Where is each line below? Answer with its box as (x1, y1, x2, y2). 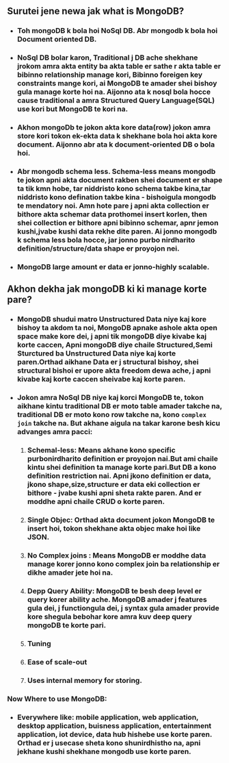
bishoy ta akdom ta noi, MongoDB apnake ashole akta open (16, 323, 217, 333)
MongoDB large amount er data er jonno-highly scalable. (16, 262, 210, 271)
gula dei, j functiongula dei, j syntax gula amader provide (27, 603, 220, 612)
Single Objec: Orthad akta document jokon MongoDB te (27, 515, 215, 525)
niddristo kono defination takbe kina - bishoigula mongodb (16, 192, 217, 202)
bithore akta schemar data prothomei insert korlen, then (16, 210, 207, 219)
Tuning (27, 638, 51, 648)
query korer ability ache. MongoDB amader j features (27, 595, 207, 604)
